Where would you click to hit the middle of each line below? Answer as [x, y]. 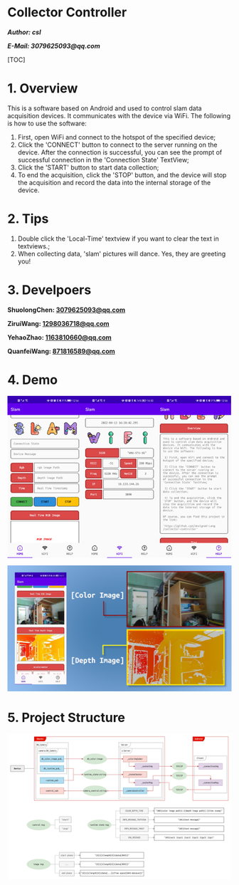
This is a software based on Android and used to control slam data [105, 108]
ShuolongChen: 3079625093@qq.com [67, 310]
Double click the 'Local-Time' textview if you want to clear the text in [118, 239]
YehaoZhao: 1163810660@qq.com [59, 337]
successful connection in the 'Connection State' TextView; [103, 159]
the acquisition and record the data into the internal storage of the [114, 182]
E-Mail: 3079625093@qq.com [54, 46]
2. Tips [28, 219]
